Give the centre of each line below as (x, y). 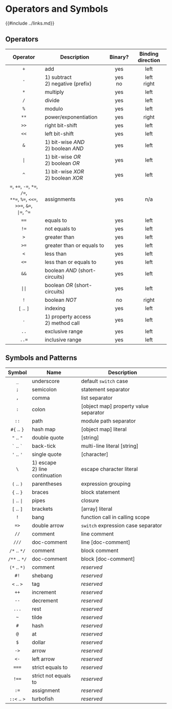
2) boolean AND (64, 148)
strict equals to (50, 667)
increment (44, 592)
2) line (39, 469)
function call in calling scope (115, 517)
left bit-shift (59, 133)
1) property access (68, 316)
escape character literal (110, 469)
